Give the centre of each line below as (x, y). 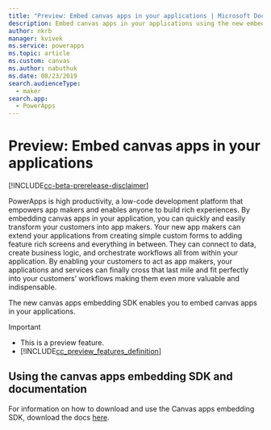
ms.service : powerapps (46, 46)
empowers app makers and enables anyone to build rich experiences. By (129, 210)
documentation (48, 389)
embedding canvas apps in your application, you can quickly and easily (127, 218)
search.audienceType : (45, 83)
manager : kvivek (35, 38)
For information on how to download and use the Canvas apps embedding (131, 408)
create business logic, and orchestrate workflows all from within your (123, 253)
